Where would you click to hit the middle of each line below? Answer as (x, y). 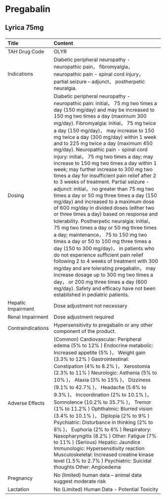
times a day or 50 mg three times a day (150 (105, 195)
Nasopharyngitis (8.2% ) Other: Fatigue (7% (105, 436)
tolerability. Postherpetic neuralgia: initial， (103, 221)
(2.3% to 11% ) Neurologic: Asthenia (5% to (105, 373)
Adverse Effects (26, 403)
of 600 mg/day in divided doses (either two (104, 208)
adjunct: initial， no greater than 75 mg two (104, 188)
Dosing (16, 195)
